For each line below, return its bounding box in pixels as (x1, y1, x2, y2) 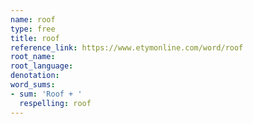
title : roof (10, 33, 60, 43)
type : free (10, 24, 56, 34)
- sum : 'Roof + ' (10, 89, 83, 99)
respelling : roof (19, 98, 92, 108)
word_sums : (10, 80, 56, 90)
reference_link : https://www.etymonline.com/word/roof (10, 42, 244, 53)
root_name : (10, 52, 56, 62)
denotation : (10, 71, 60, 81)
